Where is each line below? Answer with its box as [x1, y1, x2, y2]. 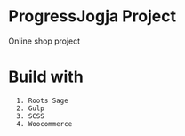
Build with [8, 67, 84, 87]
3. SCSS [16, 111, 45, 121]
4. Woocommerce [16, 119, 73, 128]
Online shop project [8, 36, 81, 46]
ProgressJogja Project [8, 6, 177, 27]
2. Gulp [16, 104, 45, 113]
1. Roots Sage [16, 96, 68, 105]
